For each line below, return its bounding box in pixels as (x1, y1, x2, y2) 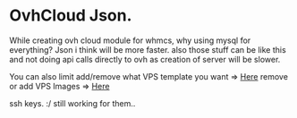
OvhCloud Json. (9, 5, 132, 26)
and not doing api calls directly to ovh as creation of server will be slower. (9, 54, 281, 64)
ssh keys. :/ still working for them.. (9, 97, 136, 108)
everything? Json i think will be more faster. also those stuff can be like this (9, 44, 286, 55)
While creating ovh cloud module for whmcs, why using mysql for (9, 35, 251, 46)
